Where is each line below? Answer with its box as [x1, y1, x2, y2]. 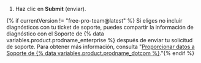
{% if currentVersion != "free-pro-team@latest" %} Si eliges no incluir [6, 17, 183, 24]
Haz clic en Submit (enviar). [15, 6, 86, 12]
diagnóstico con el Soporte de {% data [6, 30, 104, 37]
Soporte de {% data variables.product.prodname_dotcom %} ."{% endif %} [6, 50, 195, 57]
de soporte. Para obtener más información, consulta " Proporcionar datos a [6, 43, 195, 50]
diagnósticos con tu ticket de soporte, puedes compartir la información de [6, 24, 194, 31]
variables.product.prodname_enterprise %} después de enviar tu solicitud [6, 37, 193, 43]
